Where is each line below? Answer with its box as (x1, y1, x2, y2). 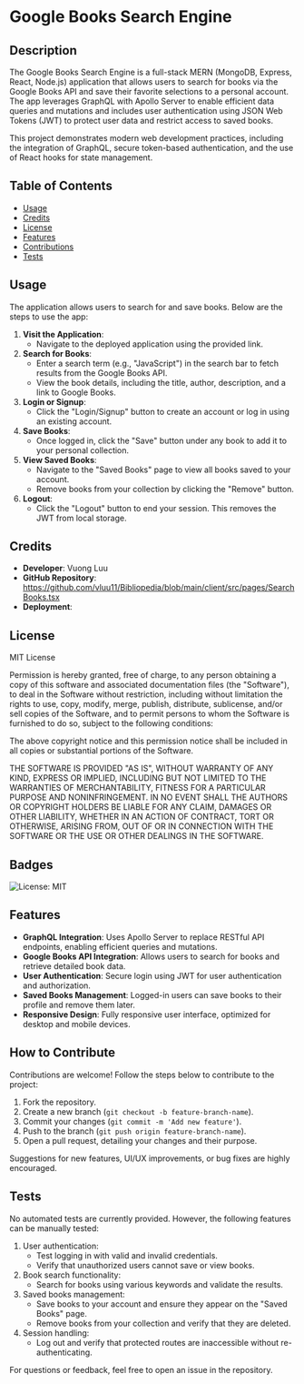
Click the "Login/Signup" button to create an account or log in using (35, 406, 290, 417)
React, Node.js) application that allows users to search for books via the (9, 76, 279, 87)
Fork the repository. (22, 1096, 97, 1107)
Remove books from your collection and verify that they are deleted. (35, 1318, 291, 1328)
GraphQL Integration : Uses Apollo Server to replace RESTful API (22, 931, 265, 943)
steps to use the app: (9, 311, 89, 322)
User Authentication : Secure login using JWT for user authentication (22, 970, 282, 981)
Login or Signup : (22, 396, 86, 407)
